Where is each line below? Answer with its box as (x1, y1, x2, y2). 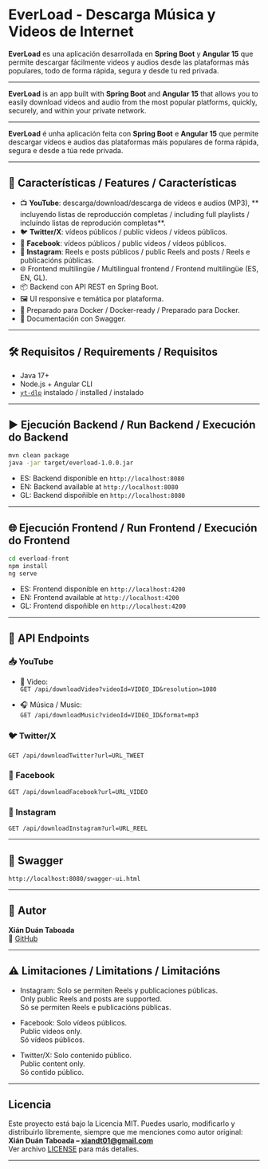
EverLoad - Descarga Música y (8, 6, 216, 24)
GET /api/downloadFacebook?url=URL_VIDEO (8, 788, 148, 796)
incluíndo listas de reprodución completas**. (19, 218, 166, 227)
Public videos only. (19, 1026, 82, 1036)
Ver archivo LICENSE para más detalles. (8, 1144, 140, 1154)
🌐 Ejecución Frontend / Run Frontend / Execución (8, 521, 258, 535)
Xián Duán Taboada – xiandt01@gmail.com (8, 1135, 154, 1146)
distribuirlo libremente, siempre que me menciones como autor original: (8, 1128, 243, 1137)
